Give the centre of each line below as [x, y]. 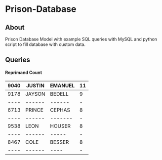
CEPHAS [60, 110]
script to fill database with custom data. [45, 44]
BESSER [60, 142]
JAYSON [35, 94]
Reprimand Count [24, 72]
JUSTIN [35, 85]
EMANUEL [62, 85]
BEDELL [59, 94]
